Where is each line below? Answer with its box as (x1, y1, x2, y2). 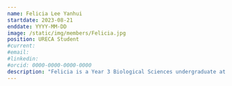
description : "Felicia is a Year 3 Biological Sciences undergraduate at (7, 68, 226, 75)
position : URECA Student (7, 36, 79, 43)
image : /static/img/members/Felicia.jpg (7, 29, 127, 37)
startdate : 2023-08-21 (7, 17, 73, 24)
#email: (7, 49, 30, 56)
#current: (7, 42, 36, 49)
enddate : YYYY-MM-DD (7, 23, 68, 30)
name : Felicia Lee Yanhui (7, 10, 82, 17)
